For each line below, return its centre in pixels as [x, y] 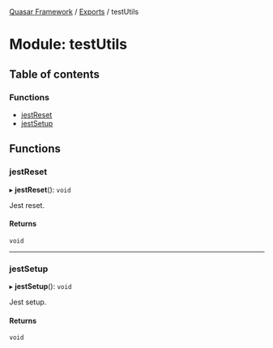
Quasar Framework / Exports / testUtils [74, 12]
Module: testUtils [68, 45]
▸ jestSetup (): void [41, 286]
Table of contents [54, 74]
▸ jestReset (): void [40, 189]
